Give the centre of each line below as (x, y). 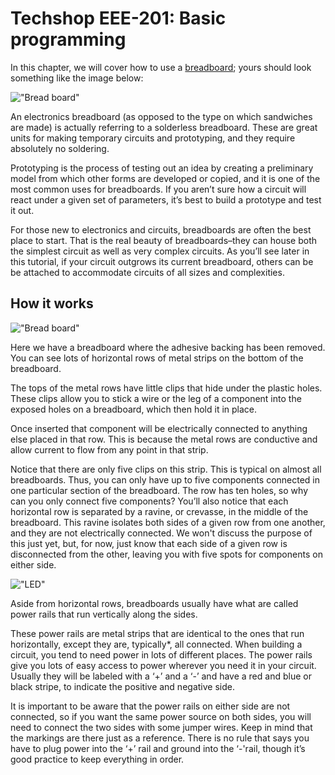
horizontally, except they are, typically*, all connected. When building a (156, 644)
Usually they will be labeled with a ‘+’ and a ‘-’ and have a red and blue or (161, 676)
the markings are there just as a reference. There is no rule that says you (160, 738)
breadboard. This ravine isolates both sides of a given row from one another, (168, 522)
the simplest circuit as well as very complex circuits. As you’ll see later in (160, 251)
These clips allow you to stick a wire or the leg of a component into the (156, 398)
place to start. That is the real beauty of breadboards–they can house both (164, 240)
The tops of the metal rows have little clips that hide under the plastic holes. (166, 388)
